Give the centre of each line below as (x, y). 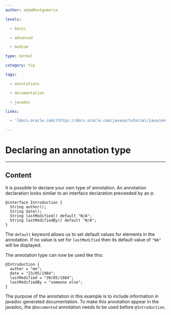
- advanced (21, 38)
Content (19, 175)
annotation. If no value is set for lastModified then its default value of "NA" (83, 239)
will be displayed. (23, 245)
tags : (11, 75)
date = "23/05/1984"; (33, 273)
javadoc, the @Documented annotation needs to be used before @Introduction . (85, 307)
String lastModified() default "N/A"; (51, 216)
